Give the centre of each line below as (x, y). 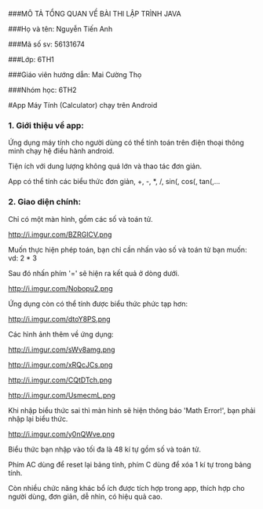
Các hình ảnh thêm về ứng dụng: (61, 334)
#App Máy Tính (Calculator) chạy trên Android (83, 105)
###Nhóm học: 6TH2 (42, 90)
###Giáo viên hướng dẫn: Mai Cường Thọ (75, 75)
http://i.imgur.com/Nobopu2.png (60, 288)
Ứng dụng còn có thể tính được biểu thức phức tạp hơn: (98, 304)
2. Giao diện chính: (44, 202)
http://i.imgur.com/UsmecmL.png (62, 395)
